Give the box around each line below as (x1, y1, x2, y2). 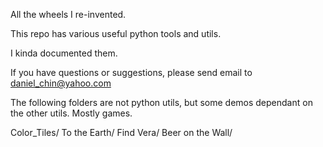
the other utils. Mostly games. (10, 107, 133, 119)
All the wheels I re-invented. (10, 9, 127, 20)
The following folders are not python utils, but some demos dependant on (10, 97, 313, 108)
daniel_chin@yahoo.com (10, 77, 112, 89)
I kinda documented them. (10, 47, 118, 59)
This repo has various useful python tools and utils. (10, 28, 222, 39)
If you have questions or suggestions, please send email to (10, 67, 253, 78)
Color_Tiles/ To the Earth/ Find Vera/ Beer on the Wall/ (10, 127, 233, 138)
